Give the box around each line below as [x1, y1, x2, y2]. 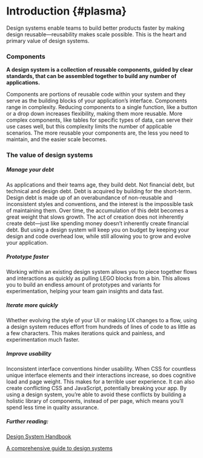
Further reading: [6, 417, 48, 425]
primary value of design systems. [6, 37, 90, 44]
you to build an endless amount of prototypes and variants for [6, 281, 161, 288]
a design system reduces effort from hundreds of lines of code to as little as [6, 323, 196, 331]
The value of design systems [6, 151, 93, 159]
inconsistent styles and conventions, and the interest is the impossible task [6, 201, 194, 208]
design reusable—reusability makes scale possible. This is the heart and [6, 30, 187, 38]
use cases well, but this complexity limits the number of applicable [6, 123, 173, 130]
